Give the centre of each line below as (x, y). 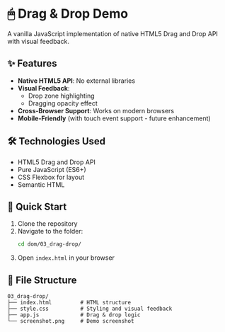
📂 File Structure (42, 280)
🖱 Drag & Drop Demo (68, 14)
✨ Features (32, 63)
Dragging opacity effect (63, 103)
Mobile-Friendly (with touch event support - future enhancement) (114, 118)
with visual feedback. (38, 41)
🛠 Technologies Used (57, 141)
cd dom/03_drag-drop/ (49, 244)
